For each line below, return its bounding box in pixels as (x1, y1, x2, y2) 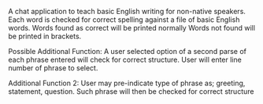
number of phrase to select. (8, 63, 98, 73)
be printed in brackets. (8, 31, 82, 41)
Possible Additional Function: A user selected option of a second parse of (8, 47, 246, 56)
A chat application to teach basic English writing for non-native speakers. (8, 7, 246, 16)
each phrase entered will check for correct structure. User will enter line (8, 55, 242, 64)
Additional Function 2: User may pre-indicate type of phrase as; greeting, (8, 78, 246, 88)
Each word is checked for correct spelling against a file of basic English (8, 15, 240, 24)
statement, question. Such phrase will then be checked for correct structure (8, 87, 254, 96)
